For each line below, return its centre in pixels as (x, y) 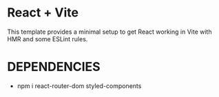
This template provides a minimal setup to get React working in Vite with (109, 32)
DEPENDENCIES (54, 67)
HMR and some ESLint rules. (48, 39)
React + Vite (43, 13)
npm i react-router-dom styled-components (79, 86)
